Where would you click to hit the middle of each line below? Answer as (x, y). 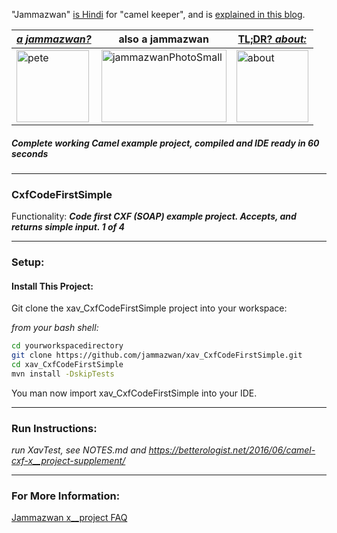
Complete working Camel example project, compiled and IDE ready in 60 (165, 143)
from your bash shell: (55, 328)
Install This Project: (52, 286)
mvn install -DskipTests (63, 374)
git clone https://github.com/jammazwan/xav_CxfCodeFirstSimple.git (157, 355)
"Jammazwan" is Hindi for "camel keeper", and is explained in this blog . (158, 14)
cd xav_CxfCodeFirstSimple (67, 365)
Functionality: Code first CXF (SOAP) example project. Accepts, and (154, 216)
